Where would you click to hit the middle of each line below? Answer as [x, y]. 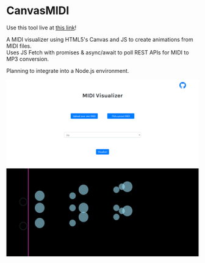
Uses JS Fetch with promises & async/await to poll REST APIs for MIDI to [98, 52]
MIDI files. [19, 46]
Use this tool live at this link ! [41, 28]
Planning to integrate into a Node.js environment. [68, 70]
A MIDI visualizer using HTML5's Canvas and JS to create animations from [100, 39]
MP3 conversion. [28, 59]
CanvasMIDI [38, 11]
